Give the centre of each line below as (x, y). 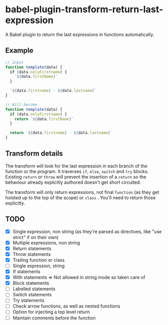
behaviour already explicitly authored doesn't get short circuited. (73, 182)
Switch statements (32, 295)
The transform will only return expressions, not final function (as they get (82, 192)
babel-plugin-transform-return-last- (84, 9)
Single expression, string (39, 266)
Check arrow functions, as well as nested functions (66, 306)
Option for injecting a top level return (51, 312)
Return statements (32, 248)
